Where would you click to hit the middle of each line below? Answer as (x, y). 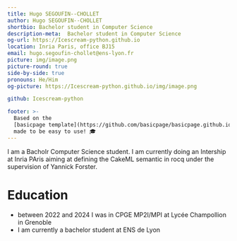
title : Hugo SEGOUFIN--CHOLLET (53, 14)
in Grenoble (34, 222)
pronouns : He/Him (33, 80)
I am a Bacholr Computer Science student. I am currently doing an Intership (117, 151)
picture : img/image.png (42, 60)
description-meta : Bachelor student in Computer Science (94, 34)
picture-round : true (38, 66)
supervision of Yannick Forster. (52, 166)
